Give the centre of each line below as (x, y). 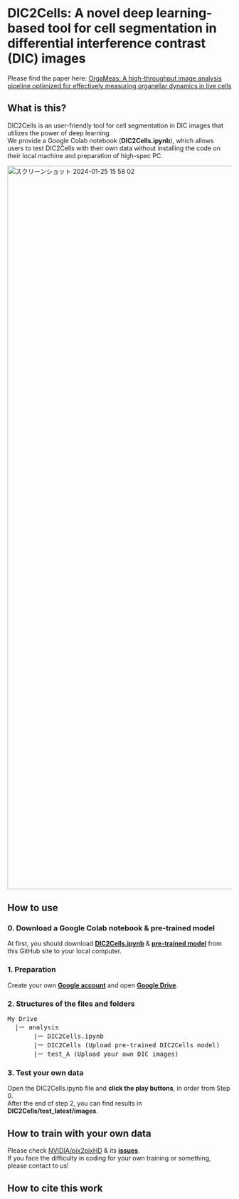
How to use (33, 908)
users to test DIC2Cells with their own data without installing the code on (114, 148)
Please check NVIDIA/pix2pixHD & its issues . (74, 1151)
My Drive (22, 1019)
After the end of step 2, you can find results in (75, 1104)
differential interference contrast (107, 43)
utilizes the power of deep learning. (59, 133)
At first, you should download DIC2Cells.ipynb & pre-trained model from (115, 944)
